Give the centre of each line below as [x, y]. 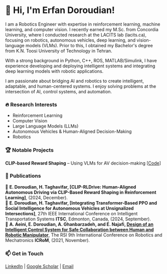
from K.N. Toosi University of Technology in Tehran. [59, 51]
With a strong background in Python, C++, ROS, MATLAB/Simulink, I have [81, 60]
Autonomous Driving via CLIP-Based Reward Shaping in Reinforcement [81, 192]
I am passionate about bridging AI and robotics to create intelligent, [75, 81]
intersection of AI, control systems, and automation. [58, 91]
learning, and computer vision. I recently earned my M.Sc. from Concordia [82, 29]
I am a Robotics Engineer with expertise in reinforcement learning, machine [83, 24]
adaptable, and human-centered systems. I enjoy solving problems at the [81, 86]
